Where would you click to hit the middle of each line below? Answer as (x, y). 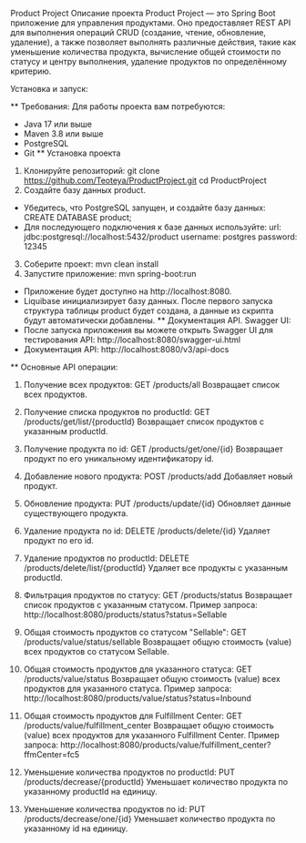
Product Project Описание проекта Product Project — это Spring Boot (143, 13)
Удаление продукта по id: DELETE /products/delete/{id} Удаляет (147, 531)
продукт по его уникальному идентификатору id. (119, 458)
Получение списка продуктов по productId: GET (117, 412)
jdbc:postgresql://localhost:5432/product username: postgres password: (160, 237)
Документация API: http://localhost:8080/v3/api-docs (126, 349)
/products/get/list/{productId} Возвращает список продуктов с (144, 421)
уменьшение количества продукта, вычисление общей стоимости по (146, 52)
